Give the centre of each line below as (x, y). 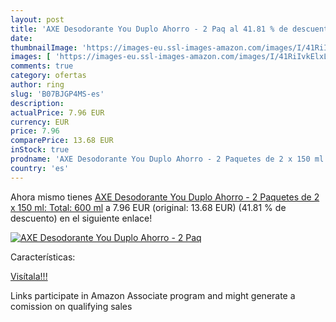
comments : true (42, 66)
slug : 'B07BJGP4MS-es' (57, 94)
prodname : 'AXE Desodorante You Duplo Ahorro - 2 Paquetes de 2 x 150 (160, 159)
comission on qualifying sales (71, 306)
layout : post (37, 19)
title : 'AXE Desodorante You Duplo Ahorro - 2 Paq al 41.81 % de (149, 29)
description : (37, 103)
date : (21, 38)
